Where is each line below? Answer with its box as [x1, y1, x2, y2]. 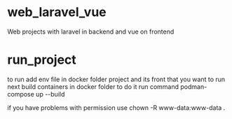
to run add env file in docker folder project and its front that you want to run [7, 75, 226, 83]
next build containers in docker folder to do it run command [7, 82, 179, 91]
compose [7, 90, 35, 98]
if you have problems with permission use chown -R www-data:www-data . [7, 103, 226, 112]
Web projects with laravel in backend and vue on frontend [7, 27, 175, 36]
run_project [7, 52, 77, 68]
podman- [180, 82, 207, 91]
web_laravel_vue [7, 4, 107, 20]
